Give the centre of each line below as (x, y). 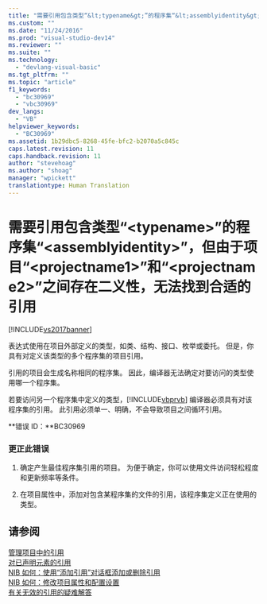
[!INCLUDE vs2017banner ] (50, 329)
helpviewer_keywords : (44, 126)
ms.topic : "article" (43, 82)
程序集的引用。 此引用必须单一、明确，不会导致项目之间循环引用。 (117, 409)
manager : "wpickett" (43, 178)
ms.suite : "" (30, 52)
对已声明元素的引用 (40, 562)
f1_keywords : (30, 89)
